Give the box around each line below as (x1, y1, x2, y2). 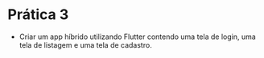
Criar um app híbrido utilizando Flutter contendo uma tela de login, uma (19, 32, 257, 41)
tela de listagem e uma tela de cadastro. (19, 40, 152, 49)
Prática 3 (7, 6, 69, 24)
